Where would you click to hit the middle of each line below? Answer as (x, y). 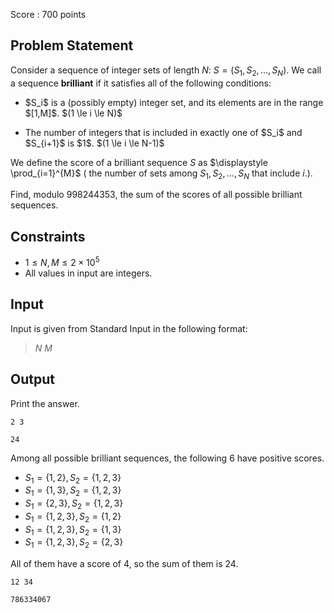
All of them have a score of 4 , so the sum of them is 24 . (124, 564)
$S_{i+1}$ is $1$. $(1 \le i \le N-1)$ (94, 143)
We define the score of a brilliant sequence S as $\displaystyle (139, 162)
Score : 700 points (48, 14)
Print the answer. (45, 403)
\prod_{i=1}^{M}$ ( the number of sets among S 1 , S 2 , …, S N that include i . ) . (161, 174)
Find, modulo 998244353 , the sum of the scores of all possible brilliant (156, 195)
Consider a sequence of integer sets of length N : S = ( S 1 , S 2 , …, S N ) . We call (166, 71)
